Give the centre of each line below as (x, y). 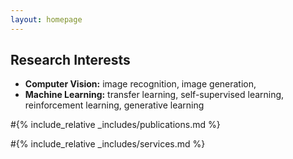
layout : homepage (46, 19)
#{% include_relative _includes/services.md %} (108, 144)
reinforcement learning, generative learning (114, 105)
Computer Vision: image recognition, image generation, (140, 84)
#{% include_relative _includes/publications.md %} (115, 125)
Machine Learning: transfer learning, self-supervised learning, (154, 95)
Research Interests (70, 60)
